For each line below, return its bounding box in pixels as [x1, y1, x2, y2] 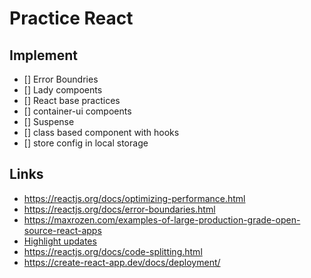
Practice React [9, 7, 134, 30]
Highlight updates [23, 235, 97, 247]
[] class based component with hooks [23, 127, 180, 138]
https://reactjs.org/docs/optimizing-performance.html [23, 192, 246, 204]
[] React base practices [23, 95, 121, 106]
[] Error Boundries [23, 73, 99, 85]
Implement [9, 47, 78, 64]
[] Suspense [23, 116, 75, 127]
